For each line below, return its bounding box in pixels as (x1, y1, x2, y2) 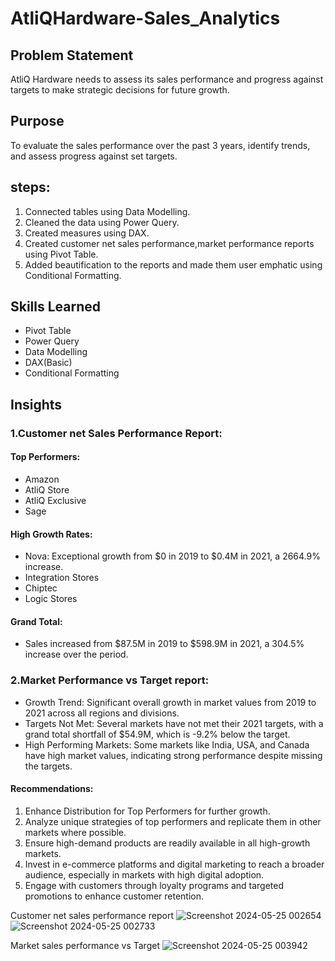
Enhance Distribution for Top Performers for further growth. (24, 805, 271, 817)
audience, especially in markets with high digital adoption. (24, 868, 265, 881)
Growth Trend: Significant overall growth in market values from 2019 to (24, 696, 317, 708)
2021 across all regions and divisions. (24, 707, 180, 719)
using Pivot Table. (24, 248, 99, 260)
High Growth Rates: (10, 528, 93, 540)
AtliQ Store (24, 483, 70, 496)
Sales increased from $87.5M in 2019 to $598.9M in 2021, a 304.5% (24, 638, 305, 650)
